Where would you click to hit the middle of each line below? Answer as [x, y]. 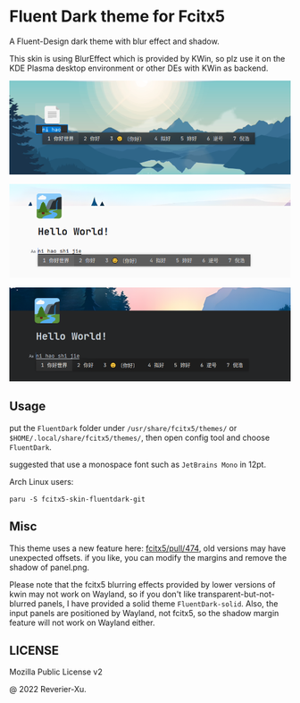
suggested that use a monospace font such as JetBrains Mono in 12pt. [137, 464]
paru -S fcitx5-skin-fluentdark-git [77, 499]
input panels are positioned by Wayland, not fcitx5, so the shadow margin [144, 613]
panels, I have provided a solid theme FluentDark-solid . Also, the [158, 603]
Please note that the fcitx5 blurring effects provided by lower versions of [142, 584]
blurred [23, 603]
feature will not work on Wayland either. [82, 623]
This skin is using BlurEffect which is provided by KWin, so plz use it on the [147, 58]
